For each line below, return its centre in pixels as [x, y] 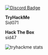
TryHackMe [18, 17]
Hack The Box [20, 32]
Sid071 [12, 23]
